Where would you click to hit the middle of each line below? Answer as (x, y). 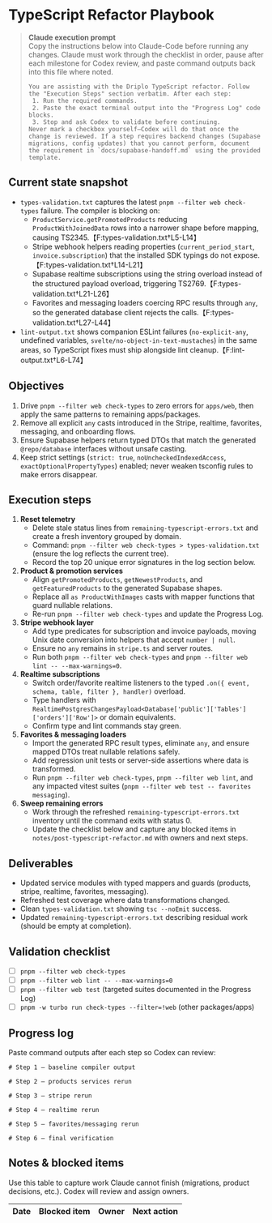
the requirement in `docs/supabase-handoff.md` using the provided (144, 150)
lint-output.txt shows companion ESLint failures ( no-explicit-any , (134, 331)
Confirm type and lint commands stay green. (107, 726)
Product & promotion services (72, 571)
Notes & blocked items (66, 1163)
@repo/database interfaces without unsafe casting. (103, 448)
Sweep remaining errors (62, 803)
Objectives (36, 386)
